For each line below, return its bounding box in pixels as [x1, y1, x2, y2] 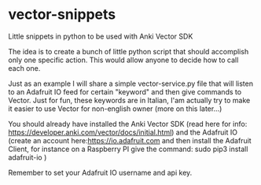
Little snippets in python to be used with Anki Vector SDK [8, 31, 193, 41]
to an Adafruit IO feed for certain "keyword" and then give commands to [8, 87, 242, 96]
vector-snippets [8, 6, 116, 24]
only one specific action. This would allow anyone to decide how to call [8, 55, 239, 65]
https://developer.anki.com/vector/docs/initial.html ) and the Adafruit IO [8, 128, 238, 137]
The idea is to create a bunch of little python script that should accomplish [8, 46, 249, 56]
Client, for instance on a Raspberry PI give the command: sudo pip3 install [8, 144, 248, 154]
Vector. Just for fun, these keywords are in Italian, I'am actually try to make [8, 95, 251, 105]
